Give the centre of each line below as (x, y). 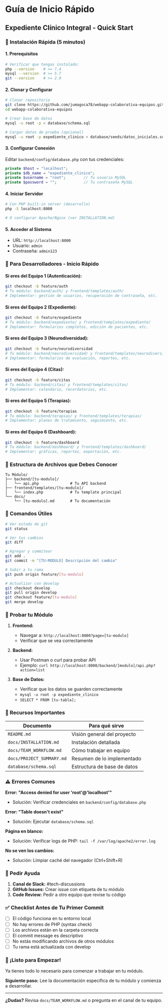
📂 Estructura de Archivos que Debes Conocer (61, 464)
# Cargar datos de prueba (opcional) (44, 132)
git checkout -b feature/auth (37, 286)
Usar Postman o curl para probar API (58, 660)
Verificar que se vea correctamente (56, 640)
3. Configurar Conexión (30, 148)
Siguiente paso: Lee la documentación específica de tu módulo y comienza (83, 980)
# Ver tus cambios (24, 538)
